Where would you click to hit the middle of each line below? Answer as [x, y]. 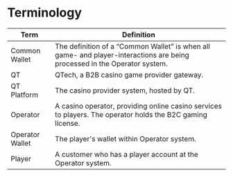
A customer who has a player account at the [127, 154]
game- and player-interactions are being [122, 55]
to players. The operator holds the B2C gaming [131, 114]
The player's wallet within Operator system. [126, 138]
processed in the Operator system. [111, 64]
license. [68, 123]
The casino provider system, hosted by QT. [125, 90]
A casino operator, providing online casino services [138, 106]
